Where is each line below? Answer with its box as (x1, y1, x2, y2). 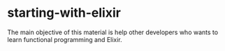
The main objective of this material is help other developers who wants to (7, 28, 219, 36)
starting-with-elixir (7, 5, 121, 21)
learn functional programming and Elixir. (7, 35, 122, 43)
